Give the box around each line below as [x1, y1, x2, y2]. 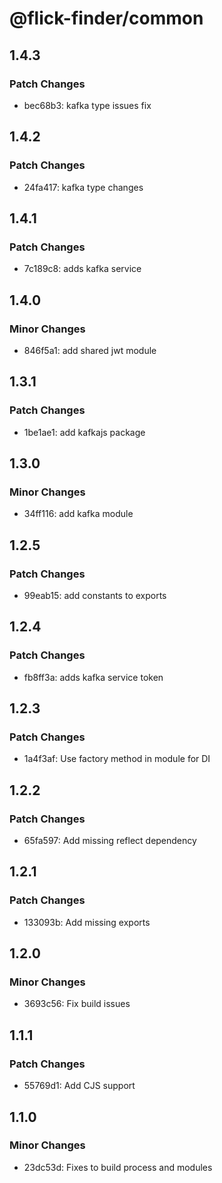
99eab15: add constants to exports [23, 590, 167, 601]
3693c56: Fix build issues [23, 998, 131, 1010]
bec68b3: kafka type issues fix [23, 99, 152, 111]
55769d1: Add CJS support [23, 1080, 136, 1092]
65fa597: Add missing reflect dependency [23, 835, 197, 847]
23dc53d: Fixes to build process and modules [23, 1161, 213, 1173]
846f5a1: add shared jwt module [23, 344, 157, 356]
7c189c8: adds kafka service [23, 263, 142, 275]
